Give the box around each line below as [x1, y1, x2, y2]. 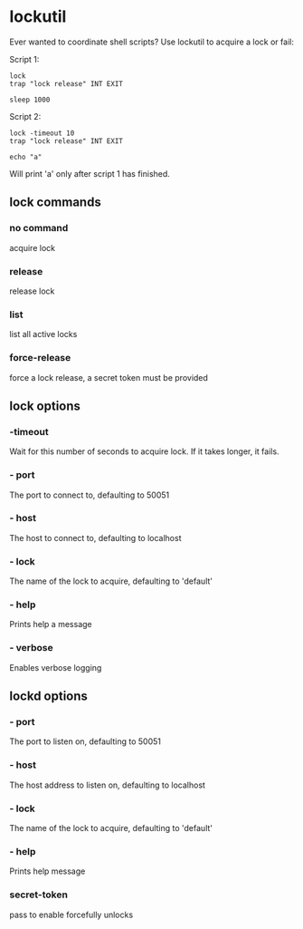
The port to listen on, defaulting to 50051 [9, 736, 161, 747]
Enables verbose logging [9, 662, 102, 673]
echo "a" [9, 152, 43, 161]
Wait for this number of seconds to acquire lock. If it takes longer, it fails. [9, 446, 279, 457]
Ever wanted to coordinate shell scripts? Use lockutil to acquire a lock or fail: [9, 36, 294, 47]
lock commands [9, 195, 101, 210]
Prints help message [9, 866, 86, 876]
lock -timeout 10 [9, 129, 75, 138]
